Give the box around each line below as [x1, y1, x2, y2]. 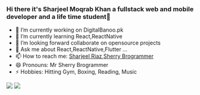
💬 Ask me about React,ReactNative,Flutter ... [15, 46, 128, 53]
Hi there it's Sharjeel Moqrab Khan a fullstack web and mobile [6, 5, 194, 13]
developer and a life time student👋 [6, 12, 111, 21]
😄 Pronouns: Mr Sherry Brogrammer [15, 62, 109, 69]
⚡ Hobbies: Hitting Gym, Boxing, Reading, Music [15, 68, 137, 76]
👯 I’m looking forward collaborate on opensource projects [15, 39, 161, 47]
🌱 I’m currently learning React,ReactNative [15, 33, 123, 40]
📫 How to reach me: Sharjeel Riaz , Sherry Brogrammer [15, 52, 154, 60]
